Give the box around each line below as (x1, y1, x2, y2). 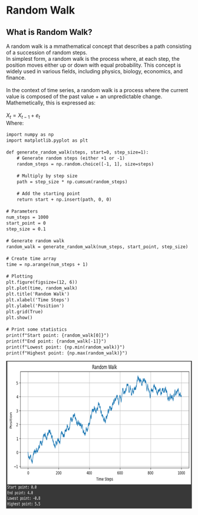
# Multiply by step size (16, 172, 78, 179)
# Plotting (6, 273, 33, 279)
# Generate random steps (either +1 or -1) (16, 155, 126, 161)
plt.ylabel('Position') (6, 302, 65, 309)
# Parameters (6, 208, 38, 214)
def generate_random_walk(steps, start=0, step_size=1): (6, 149, 149, 155)
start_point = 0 (6, 220, 46, 226)
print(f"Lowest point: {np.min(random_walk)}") (6, 344, 126, 350)
